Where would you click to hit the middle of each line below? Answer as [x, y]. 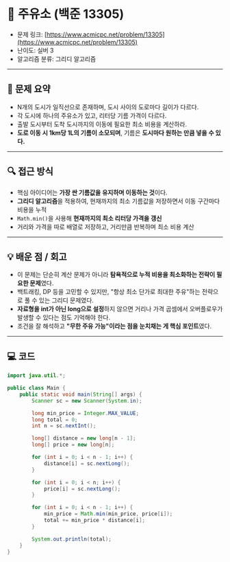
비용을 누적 [32, 210]
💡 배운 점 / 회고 [37, 257]
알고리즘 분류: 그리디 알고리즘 [56, 58]
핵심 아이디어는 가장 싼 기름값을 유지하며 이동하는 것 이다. [92, 192]
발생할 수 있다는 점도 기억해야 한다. [64, 317]
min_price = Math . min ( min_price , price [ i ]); [108, 514]
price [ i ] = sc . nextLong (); [82, 488]
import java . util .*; [37, 376]
